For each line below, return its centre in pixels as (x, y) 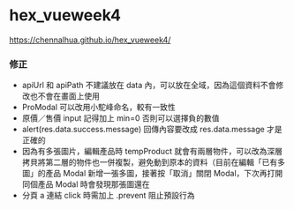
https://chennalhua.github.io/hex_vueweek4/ (90, 40)
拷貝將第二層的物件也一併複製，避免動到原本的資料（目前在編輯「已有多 (153, 162)
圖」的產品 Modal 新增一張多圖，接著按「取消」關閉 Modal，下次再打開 (152, 174)
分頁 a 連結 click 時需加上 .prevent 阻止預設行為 (108, 196)
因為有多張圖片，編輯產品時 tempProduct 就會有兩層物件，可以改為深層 (152, 152)
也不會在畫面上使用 (64, 96)
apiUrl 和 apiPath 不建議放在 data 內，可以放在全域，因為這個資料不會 (149, 86)
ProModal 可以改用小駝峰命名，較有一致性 (98, 108)
